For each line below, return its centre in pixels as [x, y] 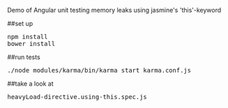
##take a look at [30, 84]
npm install [28, 37]
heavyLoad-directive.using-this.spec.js [77, 97]
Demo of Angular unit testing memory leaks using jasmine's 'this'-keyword [114, 10]
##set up [20, 23]
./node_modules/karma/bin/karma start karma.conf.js [99, 70]
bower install [31, 44]
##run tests [24, 57]
